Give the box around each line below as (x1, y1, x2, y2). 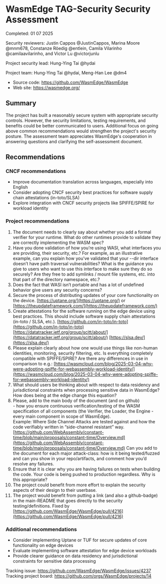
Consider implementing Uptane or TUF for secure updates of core (12, 537, 147, 543)
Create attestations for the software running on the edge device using (12, 308, 155, 314)
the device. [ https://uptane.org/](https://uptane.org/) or (12, 297, 125, 303)
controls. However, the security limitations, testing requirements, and (5, 117, 146, 123)
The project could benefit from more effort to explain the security (12, 482, 146, 488)
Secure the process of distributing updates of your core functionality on (12, 292, 160, 298)
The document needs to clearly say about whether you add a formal (12, 229, 151, 235)
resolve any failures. (12, 461, 54, 467)
